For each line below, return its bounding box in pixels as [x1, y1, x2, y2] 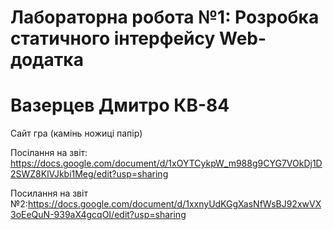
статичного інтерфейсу [10, 27, 216, 50]
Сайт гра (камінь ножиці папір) [10, 127, 143, 140]
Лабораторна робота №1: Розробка [10, 6, 320, 29]
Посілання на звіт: [10, 147, 88, 159]
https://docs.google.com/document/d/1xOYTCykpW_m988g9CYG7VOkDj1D [10, 157, 323, 170]
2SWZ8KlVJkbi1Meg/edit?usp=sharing [10, 168, 169, 180]
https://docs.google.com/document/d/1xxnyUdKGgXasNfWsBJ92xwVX [27, 198, 322, 210]
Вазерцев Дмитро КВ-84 [10, 94, 230, 117]
